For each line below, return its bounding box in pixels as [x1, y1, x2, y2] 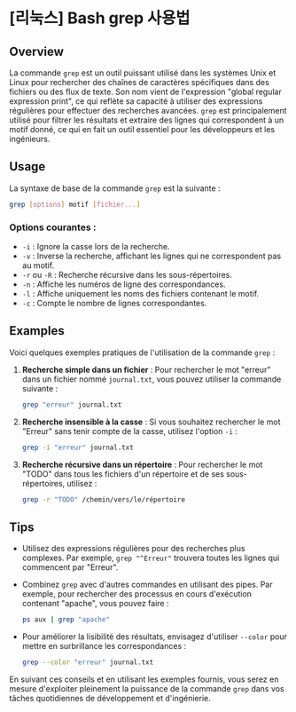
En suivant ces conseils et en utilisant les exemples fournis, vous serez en [9, 674, 279, 684]
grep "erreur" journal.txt [21, 400, 122, 409]
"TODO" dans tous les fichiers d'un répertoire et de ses [21, 468, 224, 479]
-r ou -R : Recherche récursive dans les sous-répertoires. [21, 269, 233, 280]
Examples [9, 323, 65, 338]
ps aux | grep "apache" [21, 615, 111, 624]
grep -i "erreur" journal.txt [21, 443, 135, 452]
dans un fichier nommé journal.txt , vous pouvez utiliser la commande [21, 374, 282, 384]
